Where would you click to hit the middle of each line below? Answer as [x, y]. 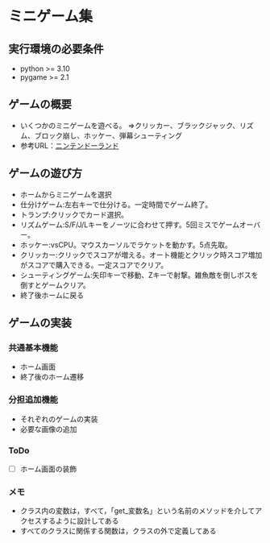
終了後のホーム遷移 [52, 377]
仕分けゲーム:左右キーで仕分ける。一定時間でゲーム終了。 [116, 204]
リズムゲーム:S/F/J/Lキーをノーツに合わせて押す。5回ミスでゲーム [130, 224]
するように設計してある [80, 521]
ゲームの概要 [40, 104]
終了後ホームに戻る [52, 295]
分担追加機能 [33, 400]
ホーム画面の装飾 [48, 469]
